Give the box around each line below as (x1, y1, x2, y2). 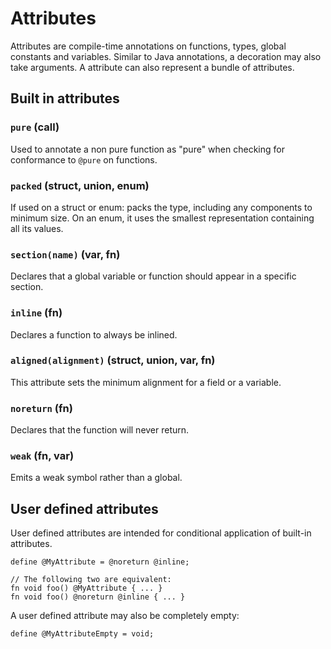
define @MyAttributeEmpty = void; (10, 629, 155, 639)
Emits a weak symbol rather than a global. (10, 472, 183, 484)
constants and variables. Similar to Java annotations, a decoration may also (10, 50, 322, 62)
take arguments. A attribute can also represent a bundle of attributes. (10, 61, 295, 73)
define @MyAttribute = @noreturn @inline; (10, 557, 190, 567)
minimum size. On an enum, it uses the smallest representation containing (10, 212, 315, 224)
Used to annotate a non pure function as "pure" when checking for (10, 143, 285, 155)
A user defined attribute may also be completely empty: (10, 610, 240, 622)
